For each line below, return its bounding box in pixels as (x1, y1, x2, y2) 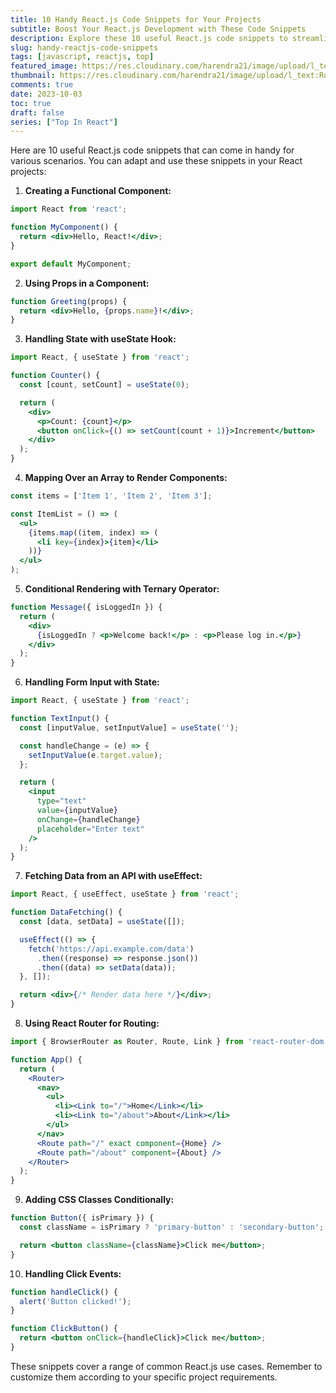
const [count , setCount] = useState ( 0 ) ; (19, 380, 190, 390)
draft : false (10, 107, 65, 118)
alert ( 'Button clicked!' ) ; (19, 1296, 132, 1306)
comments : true (10, 80, 74, 90)
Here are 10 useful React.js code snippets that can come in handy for (10, 144, 295, 156)
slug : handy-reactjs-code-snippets (10, 42, 159, 53)
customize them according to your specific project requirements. (10, 1371, 278, 1383)
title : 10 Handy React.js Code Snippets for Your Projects (10, 14, 262, 25)
